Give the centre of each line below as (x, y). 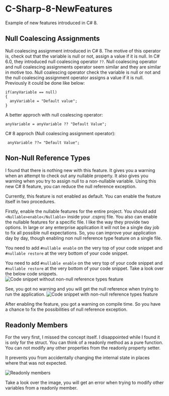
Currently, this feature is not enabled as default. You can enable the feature (83, 196)
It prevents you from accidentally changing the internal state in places (77, 358)
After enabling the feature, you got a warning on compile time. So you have (83, 304)
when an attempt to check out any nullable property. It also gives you (77, 176)
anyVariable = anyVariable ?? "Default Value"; (56, 124)
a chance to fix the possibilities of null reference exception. (66, 309)
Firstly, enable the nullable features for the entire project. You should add (81, 211)
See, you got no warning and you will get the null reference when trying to (82, 289)
